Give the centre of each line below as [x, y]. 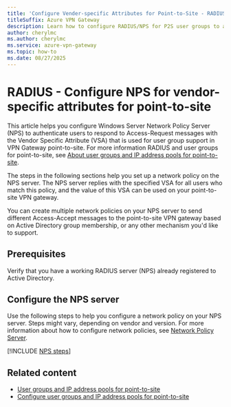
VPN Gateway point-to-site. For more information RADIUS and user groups [113, 148]
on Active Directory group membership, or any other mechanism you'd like [113, 225]
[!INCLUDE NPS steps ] [39, 351]
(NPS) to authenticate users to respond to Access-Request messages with [112, 133]
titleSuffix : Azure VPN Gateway [53, 20]
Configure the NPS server [63, 299]
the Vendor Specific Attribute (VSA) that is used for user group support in [111, 140]
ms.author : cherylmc [37, 39]
